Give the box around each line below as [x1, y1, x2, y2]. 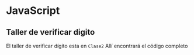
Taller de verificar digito [6, 27, 95, 37]
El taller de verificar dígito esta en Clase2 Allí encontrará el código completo [6, 42, 188, 49]
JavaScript [6, 4, 60, 17]
